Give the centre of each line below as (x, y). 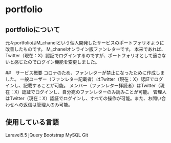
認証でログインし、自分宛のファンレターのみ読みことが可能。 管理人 (94, 92)
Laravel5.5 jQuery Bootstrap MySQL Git (47, 135)
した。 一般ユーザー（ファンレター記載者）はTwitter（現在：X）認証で (80, 79)
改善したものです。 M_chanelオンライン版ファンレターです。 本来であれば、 (86, 49)
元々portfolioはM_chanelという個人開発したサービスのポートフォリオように (85, 43)
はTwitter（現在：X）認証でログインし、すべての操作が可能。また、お (79, 98)
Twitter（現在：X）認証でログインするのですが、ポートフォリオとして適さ (84, 55)
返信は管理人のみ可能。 (48, 105)
